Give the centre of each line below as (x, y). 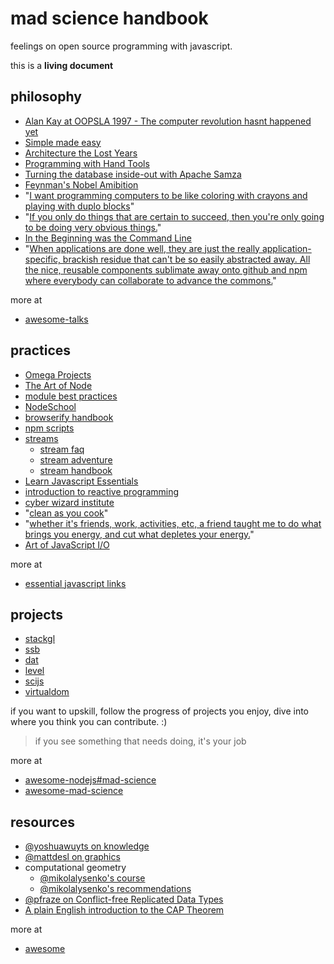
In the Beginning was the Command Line (108, 238)
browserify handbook (69, 417)
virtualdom (47, 692)
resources (42, 822)
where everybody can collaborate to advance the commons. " (150, 280)
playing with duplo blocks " (79, 206)
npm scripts (49, 428)
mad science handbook (109, 18)
